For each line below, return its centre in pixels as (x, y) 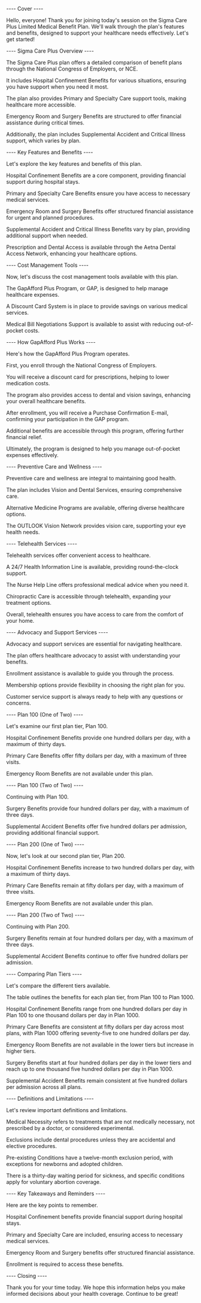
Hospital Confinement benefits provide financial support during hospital (95, 1217)
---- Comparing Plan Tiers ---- (44, 974)
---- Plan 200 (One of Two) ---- (45, 844)
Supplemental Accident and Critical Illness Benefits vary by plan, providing (98, 229)
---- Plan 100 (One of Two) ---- (45, 715)
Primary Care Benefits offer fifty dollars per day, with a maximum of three (97, 756)
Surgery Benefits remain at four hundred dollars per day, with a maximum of (100, 938)
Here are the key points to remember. (52, 1205)
